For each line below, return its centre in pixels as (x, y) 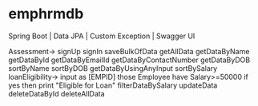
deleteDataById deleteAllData (57, 93)
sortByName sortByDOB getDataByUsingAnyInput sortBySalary (113, 68)
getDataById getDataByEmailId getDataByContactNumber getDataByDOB (129, 60)
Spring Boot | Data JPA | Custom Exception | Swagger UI (102, 36)
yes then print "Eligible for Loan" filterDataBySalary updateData (113, 85)
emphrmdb (46, 14)
